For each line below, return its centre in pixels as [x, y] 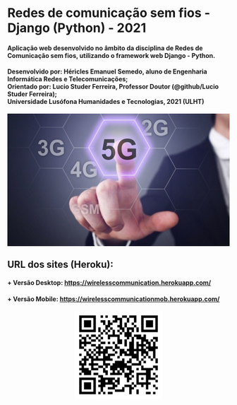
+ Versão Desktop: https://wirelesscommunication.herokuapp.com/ [109, 282]
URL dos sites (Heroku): [61, 265]
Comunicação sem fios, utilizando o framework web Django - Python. [111, 55]
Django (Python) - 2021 [77, 28]
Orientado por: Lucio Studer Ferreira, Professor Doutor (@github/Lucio [113, 87]
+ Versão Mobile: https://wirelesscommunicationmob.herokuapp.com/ [114, 299]
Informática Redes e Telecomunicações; [68, 79]
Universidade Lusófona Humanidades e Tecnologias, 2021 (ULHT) [106, 102]
